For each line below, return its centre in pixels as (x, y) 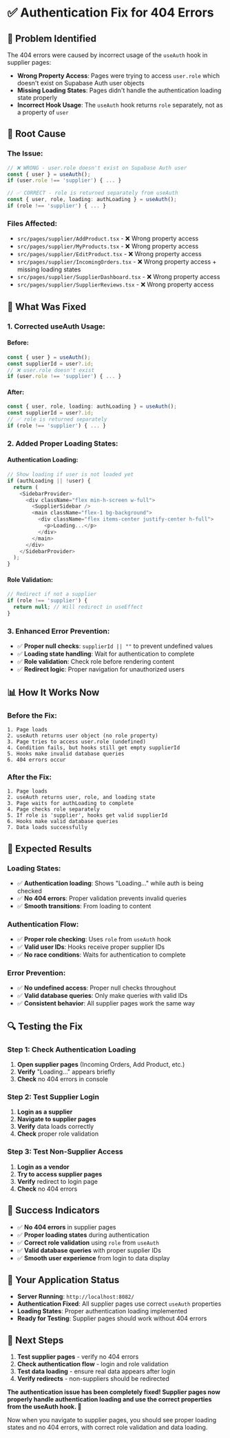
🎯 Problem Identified (52, 38)
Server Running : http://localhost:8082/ (75, 1297)
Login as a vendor (43, 1167)
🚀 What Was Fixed (47, 307)
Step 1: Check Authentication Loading (72, 1050)
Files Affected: (32, 223)
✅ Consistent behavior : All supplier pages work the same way (106, 1003)
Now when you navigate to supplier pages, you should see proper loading (112, 1420)
